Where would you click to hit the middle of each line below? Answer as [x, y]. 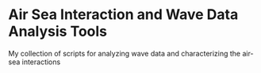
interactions [41, 62]
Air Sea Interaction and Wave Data [123, 15]
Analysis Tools [58, 31]
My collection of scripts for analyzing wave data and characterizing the [125, 53]
